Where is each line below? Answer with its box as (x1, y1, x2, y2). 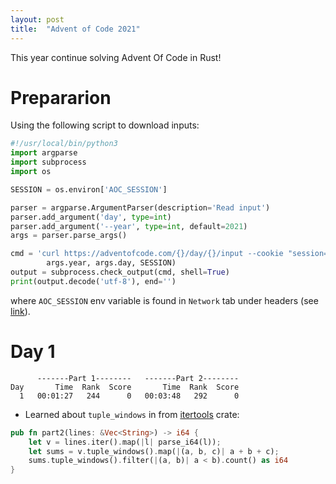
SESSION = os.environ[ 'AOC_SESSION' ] (10, 184, 168, 195)
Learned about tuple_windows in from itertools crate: (24, 408, 240, 420)
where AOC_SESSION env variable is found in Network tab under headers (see (10, 294, 319, 306)
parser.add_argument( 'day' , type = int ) (10, 212, 172, 222)
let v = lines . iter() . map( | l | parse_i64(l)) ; (28, 437, 222, 447)
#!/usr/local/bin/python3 (10, 139, 118, 149)
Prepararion (10, 86, 112, 109)
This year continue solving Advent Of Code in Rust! (10, 51, 222, 63)
